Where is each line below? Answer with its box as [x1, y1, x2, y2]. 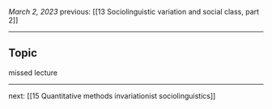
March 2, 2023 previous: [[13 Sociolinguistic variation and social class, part [8, 7, 260, 16]
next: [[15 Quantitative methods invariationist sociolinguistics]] [8, 90, 216, 100]
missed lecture [8, 68, 58, 78]
